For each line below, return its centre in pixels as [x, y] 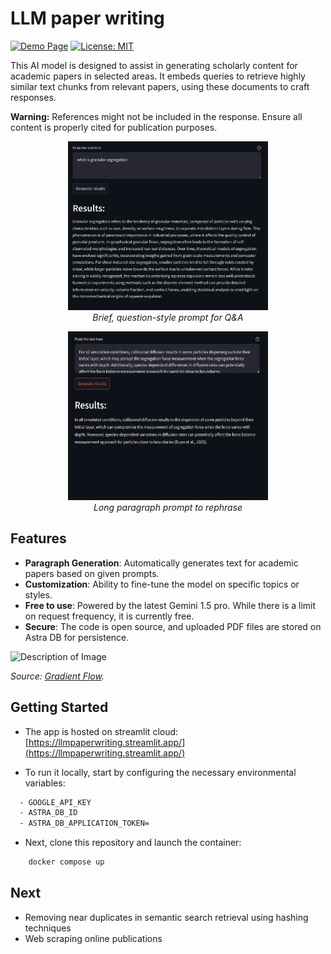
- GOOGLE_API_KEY [55, 802]
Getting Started [59, 707]
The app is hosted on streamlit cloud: [101, 731]
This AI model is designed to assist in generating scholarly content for [154, 65]
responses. [33, 97]
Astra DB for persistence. [77, 637]
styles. [38, 594]
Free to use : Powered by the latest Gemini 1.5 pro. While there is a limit [170, 605]
